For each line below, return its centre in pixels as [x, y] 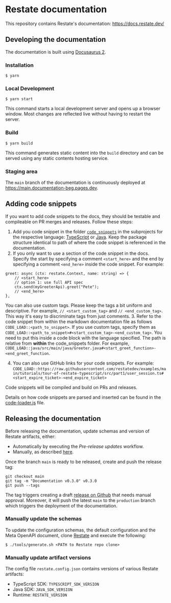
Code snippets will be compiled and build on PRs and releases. [71, 387]
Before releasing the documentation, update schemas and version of [77, 431]
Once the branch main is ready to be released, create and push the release [83, 462]
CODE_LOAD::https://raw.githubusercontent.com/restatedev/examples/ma [89, 369]
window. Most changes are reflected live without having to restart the [78, 114]
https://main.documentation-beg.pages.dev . [52, 188]
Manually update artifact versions [48, 558]
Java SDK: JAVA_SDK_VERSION [43, 589]
